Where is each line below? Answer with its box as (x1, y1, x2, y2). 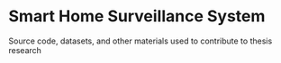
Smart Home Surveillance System (8, 6, 266, 27)
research (8, 44, 42, 55)
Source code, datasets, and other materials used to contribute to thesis (8, 35, 273, 46)
